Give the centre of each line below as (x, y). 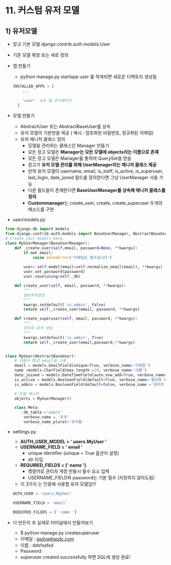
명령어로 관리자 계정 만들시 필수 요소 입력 (68, 471)
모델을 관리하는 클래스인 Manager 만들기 (68, 145)
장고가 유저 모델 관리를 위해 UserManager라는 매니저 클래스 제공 (92, 165)
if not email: (38, 253)
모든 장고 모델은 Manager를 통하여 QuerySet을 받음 (80, 158)
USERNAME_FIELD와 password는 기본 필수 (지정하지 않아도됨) (91, 477)
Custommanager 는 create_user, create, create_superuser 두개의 (95, 203)
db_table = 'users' (43, 412)
